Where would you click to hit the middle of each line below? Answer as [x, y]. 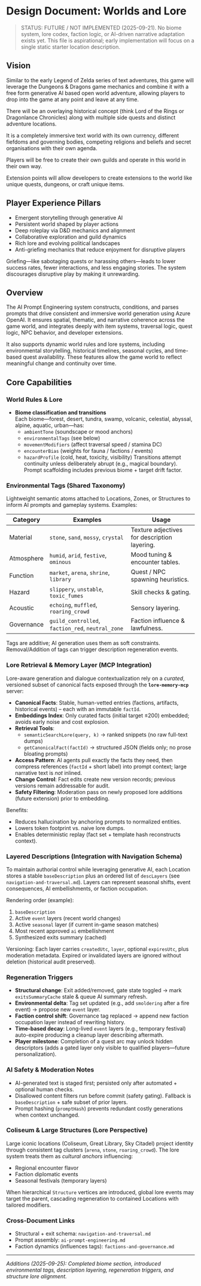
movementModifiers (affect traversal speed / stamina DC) [93, 444]
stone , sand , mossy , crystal [86, 538]
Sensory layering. [156, 608]
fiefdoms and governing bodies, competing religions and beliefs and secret [99, 142]
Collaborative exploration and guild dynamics [71, 237]
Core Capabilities [39, 382]
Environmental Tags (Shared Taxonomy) [66, 485]
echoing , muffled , [73, 605]
